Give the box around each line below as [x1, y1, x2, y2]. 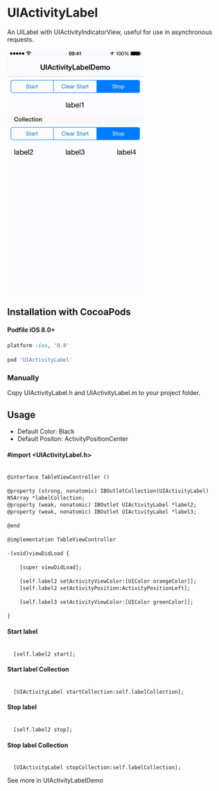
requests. [7, 35, 35, 43]
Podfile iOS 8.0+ [7, 325, 55, 334]
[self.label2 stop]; [13, 726, 73, 733]
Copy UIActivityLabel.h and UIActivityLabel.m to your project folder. [7, 389, 201, 397]
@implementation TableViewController [7, 536, 116, 543]
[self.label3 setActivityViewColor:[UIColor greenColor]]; [19, 599, 194, 606]
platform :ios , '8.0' [7, 342, 70, 349]
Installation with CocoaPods [7, 306, 132, 318]
